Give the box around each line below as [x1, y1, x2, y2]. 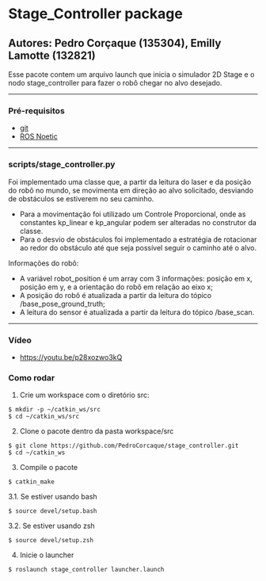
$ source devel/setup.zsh [8, 537, 93, 545]
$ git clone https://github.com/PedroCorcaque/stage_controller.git [8, 441, 239, 450]
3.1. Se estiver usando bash [8, 492, 97, 502]
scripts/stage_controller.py [8, 159, 116, 170]
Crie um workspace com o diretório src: [19, 390, 150, 400]
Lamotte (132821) [8, 48, 97, 62]
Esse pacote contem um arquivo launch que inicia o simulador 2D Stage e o [8, 70, 255, 79]
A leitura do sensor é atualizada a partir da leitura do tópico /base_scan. [19, 307, 255, 317]
